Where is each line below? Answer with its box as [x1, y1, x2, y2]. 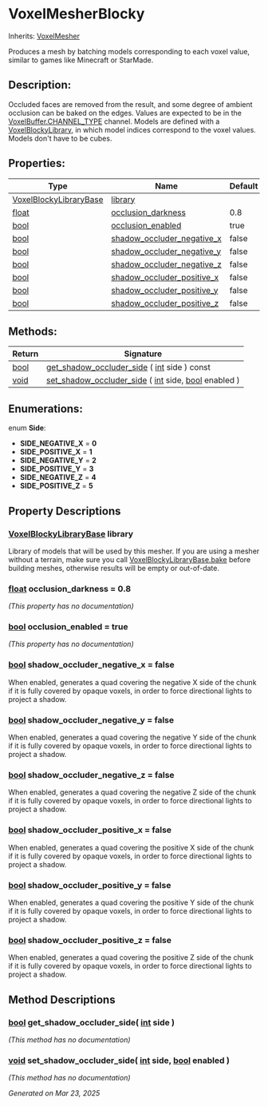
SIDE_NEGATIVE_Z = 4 [19, 473, 97, 482]
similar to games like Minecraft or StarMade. [8, 55, 154, 65]
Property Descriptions [8, 504, 121, 517]
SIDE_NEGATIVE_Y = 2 [19, 456, 97, 466]
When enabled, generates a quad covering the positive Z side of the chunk [8, 953, 254, 962]
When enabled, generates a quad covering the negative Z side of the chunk [8, 787, 257, 797]
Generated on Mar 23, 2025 [8, 1088, 100, 1098]
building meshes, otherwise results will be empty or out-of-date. [8, 563, 219, 573]
